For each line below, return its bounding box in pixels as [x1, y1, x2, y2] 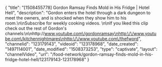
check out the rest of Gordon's [5, 25, 67, 31]
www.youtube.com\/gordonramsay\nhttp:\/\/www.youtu [44, 31, 157, 36]
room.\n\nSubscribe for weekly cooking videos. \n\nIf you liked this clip [5, 20, 148, 26]
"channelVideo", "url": [5, 51, 50, 57]
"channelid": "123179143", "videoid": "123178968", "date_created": [5, 41, 139, 46]
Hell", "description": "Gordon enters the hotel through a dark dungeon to [5, 10, 151, 16]
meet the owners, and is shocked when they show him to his [5, 15, 127, 21]
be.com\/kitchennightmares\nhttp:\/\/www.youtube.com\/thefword [5, 36, 139, 42]
